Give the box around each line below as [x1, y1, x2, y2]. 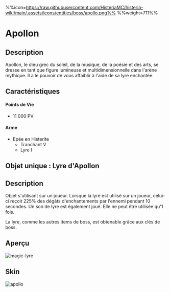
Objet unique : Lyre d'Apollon [5, 162, 100, 170]
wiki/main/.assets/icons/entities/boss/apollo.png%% [5, 10, 116, 16]
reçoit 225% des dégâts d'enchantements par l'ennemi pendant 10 [10, 198, 151, 204]
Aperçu [5, 239, 30, 248]
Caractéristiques [5, 87, 60, 96]
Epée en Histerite [12, 136, 50, 142]
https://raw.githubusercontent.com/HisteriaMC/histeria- [26, 5, 143, 10]
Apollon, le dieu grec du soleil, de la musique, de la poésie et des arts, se [5, 61, 159, 68]
